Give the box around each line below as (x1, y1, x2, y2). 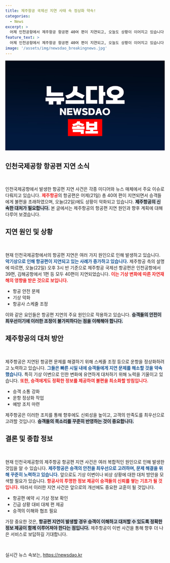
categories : (5, 13, 30, 19)
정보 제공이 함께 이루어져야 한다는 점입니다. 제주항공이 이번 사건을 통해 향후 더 (5, 524, 158, 531)
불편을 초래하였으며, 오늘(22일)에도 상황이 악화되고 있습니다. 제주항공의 (14, 198, 156, 205)
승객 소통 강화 (12, 388, 40, 394)
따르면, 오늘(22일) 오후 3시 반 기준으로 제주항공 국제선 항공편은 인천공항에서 (10, 264, 161, 271)
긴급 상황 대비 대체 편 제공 (12, 501, 64, 507)
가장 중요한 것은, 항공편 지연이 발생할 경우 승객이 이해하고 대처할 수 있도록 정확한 (5, 518, 163, 524)
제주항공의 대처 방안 (5, 334, 64, 343)
